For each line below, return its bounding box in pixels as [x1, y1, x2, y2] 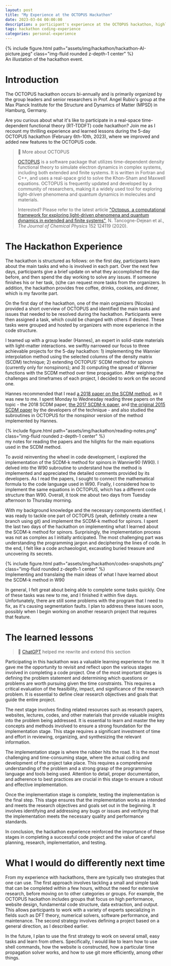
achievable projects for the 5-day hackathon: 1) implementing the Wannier [5, 348, 161, 354]
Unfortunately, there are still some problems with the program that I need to [5, 597, 164, 604]
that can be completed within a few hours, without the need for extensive [5, 885, 159, 891]
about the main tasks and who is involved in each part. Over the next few [5, 263, 158, 269]
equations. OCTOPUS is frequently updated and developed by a [17, 180, 152, 187]
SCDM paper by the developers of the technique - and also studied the [5, 407, 154, 413]
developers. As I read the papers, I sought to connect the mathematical [5, 475, 154, 481]
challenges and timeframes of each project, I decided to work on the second [5, 375, 166, 381]
